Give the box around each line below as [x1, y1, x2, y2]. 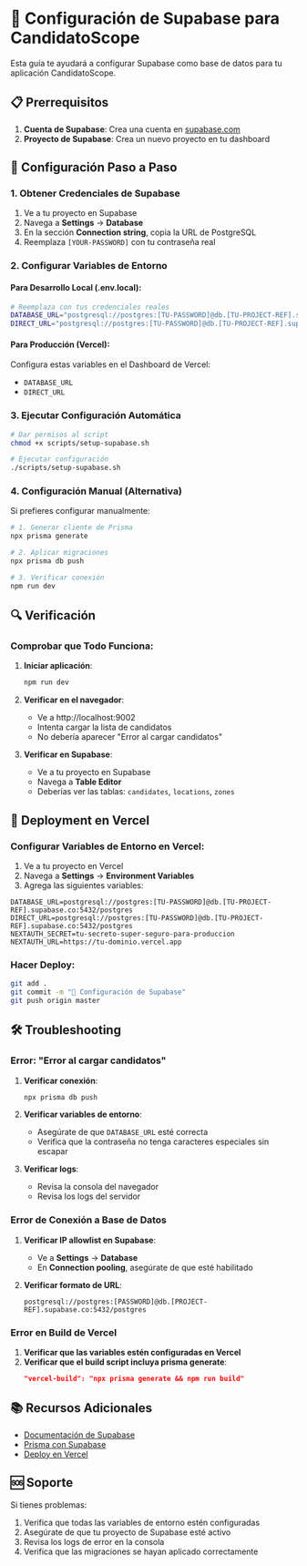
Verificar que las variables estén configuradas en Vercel [23, 1347, 241, 1358]
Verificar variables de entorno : [23, 1109, 142, 1120]
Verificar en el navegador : [23, 694, 125, 705]
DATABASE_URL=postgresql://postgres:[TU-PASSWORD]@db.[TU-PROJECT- [10, 897, 272, 906]
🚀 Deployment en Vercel [10, 813, 149, 828]
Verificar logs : [23, 1163, 79, 1174]
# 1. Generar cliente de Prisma [10, 523, 133, 532]
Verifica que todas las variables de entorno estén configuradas [23, 1517, 261, 1528]
